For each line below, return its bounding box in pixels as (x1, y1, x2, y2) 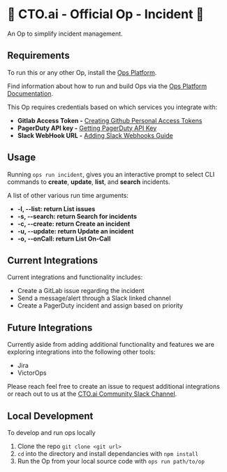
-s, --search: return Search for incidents (17, 212, 138, 220)
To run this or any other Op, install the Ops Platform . (7, 68, 157, 76)
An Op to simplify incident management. (7, 29, 124, 38)
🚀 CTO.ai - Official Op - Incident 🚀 (7, 6, 205, 22)
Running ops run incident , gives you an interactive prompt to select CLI (7, 170, 215, 178)
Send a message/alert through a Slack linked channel (17, 294, 171, 303)
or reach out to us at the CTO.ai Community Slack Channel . (7, 389, 177, 398)
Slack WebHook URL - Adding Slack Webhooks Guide (17, 131, 173, 139)
